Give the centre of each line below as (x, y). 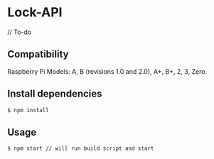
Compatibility (38, 54)
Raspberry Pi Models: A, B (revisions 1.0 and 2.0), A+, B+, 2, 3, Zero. (107, 71)
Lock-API (35, 12)
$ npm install (28, 110)
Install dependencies (55, 94)
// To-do (20, 32)
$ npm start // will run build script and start (81, 149)
